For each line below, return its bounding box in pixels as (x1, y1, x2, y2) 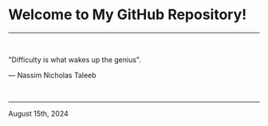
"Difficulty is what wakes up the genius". (8, 54, 141, 65)
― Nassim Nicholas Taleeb (8, 70, 97, 80)
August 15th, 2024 (8, 108, 69, 118)
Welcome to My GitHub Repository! (8, 6, 247, 24)
